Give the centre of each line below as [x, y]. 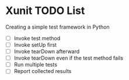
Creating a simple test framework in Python [57, 27]
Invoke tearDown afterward [47, 51]
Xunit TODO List [45, 11]
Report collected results [43, 71]
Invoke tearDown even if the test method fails [69, 58]
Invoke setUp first [35, 45]
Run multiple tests [36, 65]
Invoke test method [37, 38]
